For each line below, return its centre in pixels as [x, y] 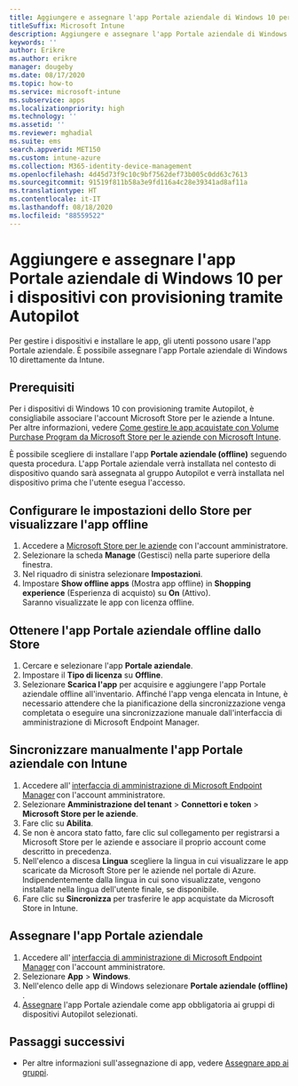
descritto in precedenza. [67, 851]
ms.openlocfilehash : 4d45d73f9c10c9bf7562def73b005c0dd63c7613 [129, 174]
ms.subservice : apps [47, 100]
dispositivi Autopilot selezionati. [80, 1014]
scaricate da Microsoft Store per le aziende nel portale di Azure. [139, 870]
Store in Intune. [50, 908]
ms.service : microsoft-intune [65, 91]
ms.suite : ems [35, 141]
